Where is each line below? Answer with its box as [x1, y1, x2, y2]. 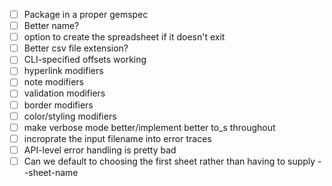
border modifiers [23, 99, 94, 111]
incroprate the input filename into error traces [23, 132, 212, 144]
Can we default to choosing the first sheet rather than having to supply [23, 155, 316, 167]
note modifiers [23, 76, 85, 88]
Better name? [23, 20, 80, 32]
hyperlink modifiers [23, 65, 104, 77]
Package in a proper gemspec [23, 9, 149, 20]
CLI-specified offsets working [23, 54, 147, 66]
